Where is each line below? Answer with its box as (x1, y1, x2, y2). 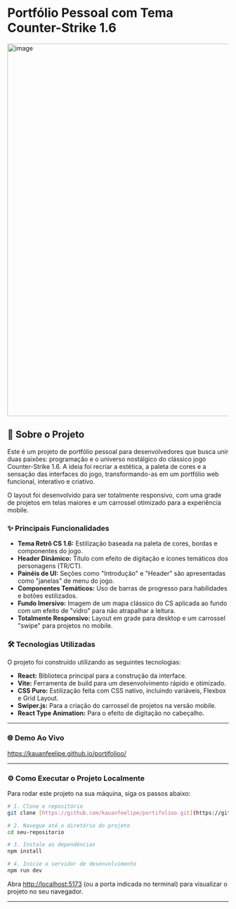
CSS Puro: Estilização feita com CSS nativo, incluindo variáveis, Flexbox (17, 687, 227, 695)
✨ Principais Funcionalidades (7, 523, 110, 533)
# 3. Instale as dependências (7, 842, 96, 849)
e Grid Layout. (17, 694, 59, 702)
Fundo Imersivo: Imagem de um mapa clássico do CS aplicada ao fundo (17, 599, 228, 607)
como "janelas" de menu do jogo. (17, 576, 114, 585)
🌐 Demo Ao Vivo (7, 733, 65, 743)
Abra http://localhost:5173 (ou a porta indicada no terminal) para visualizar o (7, 879, 228, 888)
